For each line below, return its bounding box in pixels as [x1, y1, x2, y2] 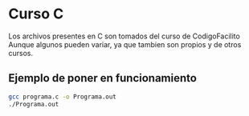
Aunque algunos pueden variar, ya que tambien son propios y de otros [8, 39, 242, 49]
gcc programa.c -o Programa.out [8, 93, 116, 101]
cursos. [8, 48, 34, 58]
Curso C [8, 5, 64, 23]
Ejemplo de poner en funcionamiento [8, 71, 197, 85]
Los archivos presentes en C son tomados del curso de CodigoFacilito [8, 31, 241, 41]
